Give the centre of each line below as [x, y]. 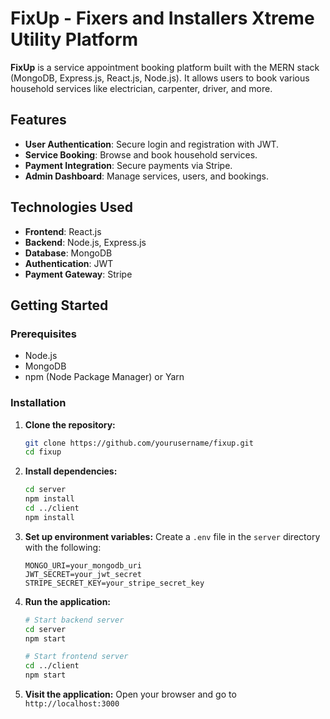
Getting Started [59, 305]
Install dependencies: [71, 471]
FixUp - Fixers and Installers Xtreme [162, 18]
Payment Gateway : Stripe [78, 274]
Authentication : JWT [69, 263]
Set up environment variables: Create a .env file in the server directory [172, 536]
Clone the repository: [70, 424]
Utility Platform [74, 39]
